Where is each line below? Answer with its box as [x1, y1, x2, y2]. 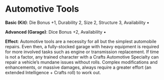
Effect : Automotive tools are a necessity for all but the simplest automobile [5, 38, 157, 44]
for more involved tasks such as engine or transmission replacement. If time [5, 49, 159, 55]
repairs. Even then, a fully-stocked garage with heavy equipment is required [5, 43, 159, 49]
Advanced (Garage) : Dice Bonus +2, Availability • [5, 29, 106, 35]
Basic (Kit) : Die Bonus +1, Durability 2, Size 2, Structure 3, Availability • [5, 20, 149, 25]
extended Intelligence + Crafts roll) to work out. [5, 69, 101, 75]
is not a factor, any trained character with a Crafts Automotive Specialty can [5, 54, 159, 60]
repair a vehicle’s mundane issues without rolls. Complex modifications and [5, 59, 158, 65]
